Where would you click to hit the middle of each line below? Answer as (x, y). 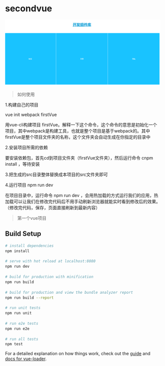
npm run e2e (17, 329)
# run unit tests (23, 308)
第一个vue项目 (32, 218)
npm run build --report (30, 298)
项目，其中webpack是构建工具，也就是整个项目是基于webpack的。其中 (78, 131)
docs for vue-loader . (26, 359)
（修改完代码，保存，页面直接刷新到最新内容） (52, 208)
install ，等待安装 (23, 164)
